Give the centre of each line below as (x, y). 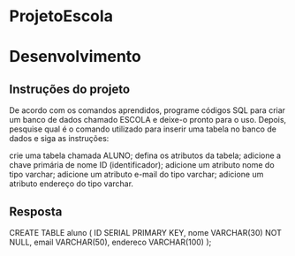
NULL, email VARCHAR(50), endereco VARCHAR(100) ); (110, 242)
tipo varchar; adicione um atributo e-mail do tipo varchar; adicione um (136, 175)
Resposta (36, 211)
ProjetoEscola (61, 16)
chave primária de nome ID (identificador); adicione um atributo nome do (142, 165)
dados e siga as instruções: (59, 139)
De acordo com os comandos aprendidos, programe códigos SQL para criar (147, 110)
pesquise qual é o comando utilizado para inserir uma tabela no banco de (143, 129)
